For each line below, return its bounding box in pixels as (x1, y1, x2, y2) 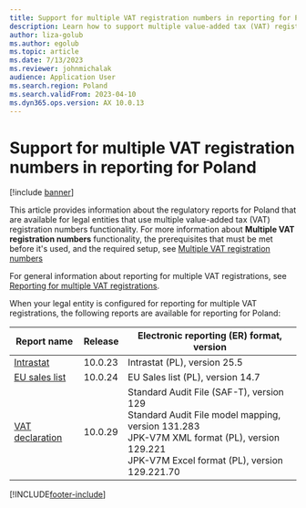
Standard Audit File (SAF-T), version (127, 386, 284, 399)
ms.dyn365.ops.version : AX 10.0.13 (9, 98, 145, 108)
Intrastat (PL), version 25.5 (127, 357, 243, 369)
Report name (15, 335, 74, 347)
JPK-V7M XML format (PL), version (127, 431, 280, 444)
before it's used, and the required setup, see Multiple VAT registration (9, 244, 270, 254)
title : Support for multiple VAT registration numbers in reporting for (9, 13, 291, 23)
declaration (14, 431, 63, 444)
